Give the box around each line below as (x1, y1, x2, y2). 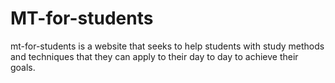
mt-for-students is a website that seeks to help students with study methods (10, 40, 325, 52)
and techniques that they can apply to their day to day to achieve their (10, 50, 299, 62)
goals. (10, 61, 36, 73)
